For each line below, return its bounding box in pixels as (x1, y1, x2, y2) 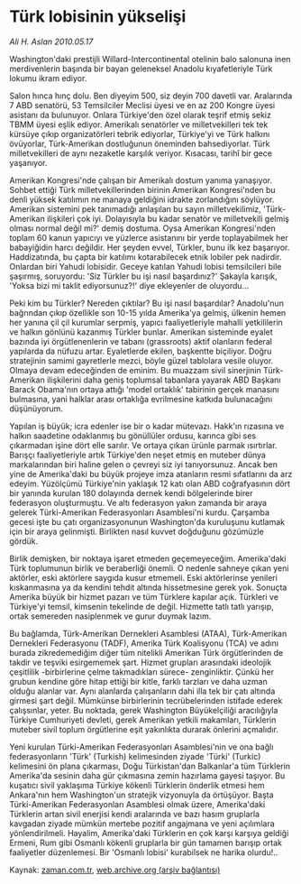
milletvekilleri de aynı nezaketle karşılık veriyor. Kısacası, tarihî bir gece (9, 147, 273, 159)
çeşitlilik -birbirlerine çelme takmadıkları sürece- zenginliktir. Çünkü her (9, 666, 275, 677)
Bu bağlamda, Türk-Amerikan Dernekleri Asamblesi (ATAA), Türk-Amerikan (9, 628, 287, 639)
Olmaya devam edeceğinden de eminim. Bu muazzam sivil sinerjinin (9, 364, 261, 375)
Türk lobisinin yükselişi (9, 6, 187, 27)
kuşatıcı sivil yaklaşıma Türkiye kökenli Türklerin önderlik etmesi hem (9, 779, 265, 790)
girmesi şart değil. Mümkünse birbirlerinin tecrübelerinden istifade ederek (9, 695, 283, 705)
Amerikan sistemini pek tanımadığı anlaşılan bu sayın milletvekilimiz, (9, 203, 261, 214)
